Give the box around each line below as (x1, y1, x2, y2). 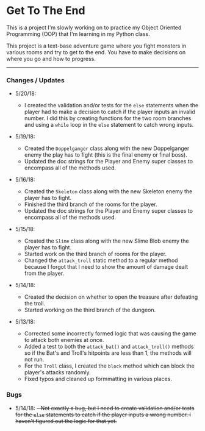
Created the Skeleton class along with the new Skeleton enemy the (24, 188, 193, 195)
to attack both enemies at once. (24, 337, 104, 344)
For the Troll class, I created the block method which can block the (24, 362, 195, 369)
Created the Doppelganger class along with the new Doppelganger (24, 144, 190, 152)
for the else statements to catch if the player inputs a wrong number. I (15, 411, 191, 418)
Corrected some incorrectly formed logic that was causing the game (24, 330, 196, 337)
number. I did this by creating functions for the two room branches (24, 115, 192, 122)
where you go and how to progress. (6, 55, 96, 62)
